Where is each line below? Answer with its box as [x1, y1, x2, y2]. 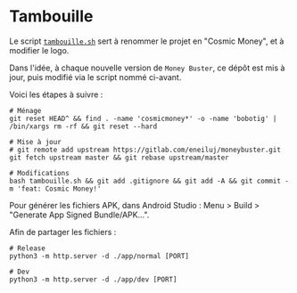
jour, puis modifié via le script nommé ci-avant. [9, 71, 182, 82]
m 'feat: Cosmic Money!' [9, 184, 102, 193]
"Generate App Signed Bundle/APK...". [9, 209, 150, 220]
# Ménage [9, 106, 42, 115]
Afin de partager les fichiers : [9, 226, 117, 237]
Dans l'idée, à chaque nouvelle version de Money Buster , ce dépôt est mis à [9, 62, 285, 73]
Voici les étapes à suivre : [9, 89, 103, 100]
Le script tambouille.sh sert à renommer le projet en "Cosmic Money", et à [9, 36, 285, 46]
